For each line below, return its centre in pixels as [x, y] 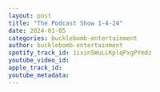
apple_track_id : [35, 68]
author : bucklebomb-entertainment [66, 46]
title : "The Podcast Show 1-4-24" [66, 23]
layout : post [30, 16]
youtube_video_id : [39, 61]
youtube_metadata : [39, 75]
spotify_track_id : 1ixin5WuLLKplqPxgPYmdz [80, 53]
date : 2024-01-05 [37, 30]
